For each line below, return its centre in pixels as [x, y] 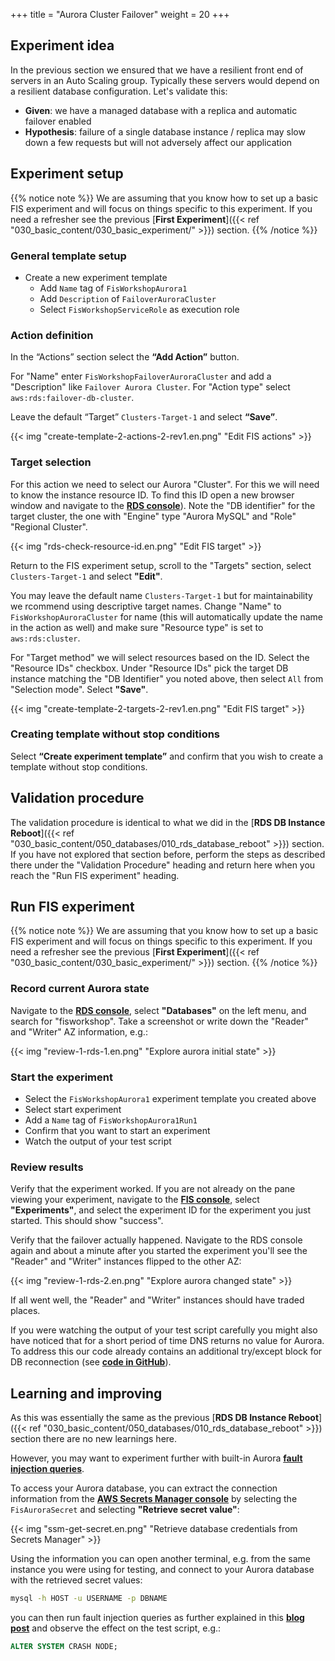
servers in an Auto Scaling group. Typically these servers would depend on [165, 80]
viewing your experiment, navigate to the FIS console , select [135, 1200]
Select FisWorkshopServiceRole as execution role [139, 309]
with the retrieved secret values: [76, 1580]
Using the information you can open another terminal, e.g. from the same [160, 1559]
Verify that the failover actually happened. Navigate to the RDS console [156, 1240]
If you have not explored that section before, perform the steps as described [168, 854]
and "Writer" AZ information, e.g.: [79, 1031]
